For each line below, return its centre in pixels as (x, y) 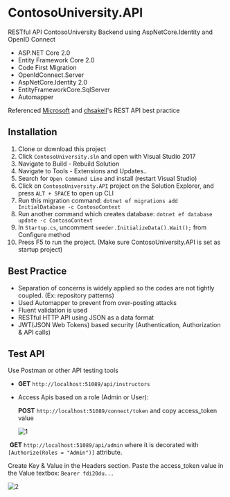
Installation (33, 132)
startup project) (40, 249)
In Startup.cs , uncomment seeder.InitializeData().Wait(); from (112, 227)
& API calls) (34, 332)
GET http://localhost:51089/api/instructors (84, 384)
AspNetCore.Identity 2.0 (53, 82)
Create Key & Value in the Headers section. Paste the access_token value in (116, 466)
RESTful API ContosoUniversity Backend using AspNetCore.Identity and (110, 32)
